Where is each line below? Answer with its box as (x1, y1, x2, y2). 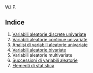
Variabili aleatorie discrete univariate (12, 31, 87, 37)
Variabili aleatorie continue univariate (12, 36, 88, 42)
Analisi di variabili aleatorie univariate (12, 42, 88, 48)
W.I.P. (5, 4, 17, 10)
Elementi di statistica (12, 62, 55, 68)
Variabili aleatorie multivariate (12, 52, 73, 58)
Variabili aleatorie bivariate (12, 47, 66, 53)
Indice (5, 18, 25, 26)
